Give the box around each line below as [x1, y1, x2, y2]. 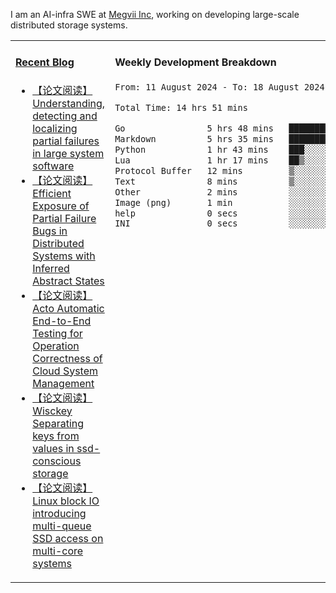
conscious [32, 454, 82, 468]
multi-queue [32, 519, 92, 533]
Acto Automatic [32, 301, 105, 315]
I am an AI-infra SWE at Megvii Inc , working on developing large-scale [10, 9, 300, 20]
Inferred [32, 261, 70, 275]
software [32, 159, 75, 173]
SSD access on [32, 531, 104, 545]
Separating [32, 416, 85, 430]
